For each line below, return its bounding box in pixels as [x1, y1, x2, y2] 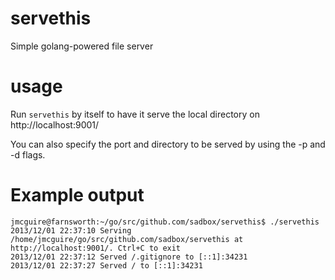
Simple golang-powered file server [10, 40, 154, 52]
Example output [10, 184, 145, 207]
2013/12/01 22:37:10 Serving [10, 225, 132, 236]
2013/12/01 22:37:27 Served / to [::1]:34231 [10, 260, 203, 271]
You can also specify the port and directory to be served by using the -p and [10, 138, 326, 150]
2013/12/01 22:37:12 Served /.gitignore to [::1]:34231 [10, 252, 248, 262]
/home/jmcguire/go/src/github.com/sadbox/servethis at [10, 234, 244, 244]
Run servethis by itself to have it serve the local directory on [10, 108, 260, 120]
